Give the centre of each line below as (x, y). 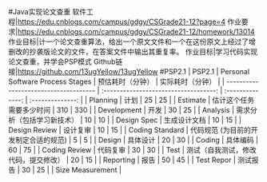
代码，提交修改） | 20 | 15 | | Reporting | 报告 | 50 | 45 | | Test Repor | (122, 160)
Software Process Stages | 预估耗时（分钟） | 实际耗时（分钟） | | (117, 81)
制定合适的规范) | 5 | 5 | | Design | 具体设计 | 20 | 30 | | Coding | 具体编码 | (136, 140)
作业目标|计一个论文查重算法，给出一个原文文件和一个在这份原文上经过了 (129, 42)
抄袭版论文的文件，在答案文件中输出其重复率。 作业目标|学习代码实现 (143, 51)
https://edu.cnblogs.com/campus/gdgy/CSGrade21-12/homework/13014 (136, 32)
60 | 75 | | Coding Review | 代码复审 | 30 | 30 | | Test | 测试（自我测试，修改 (133, 150)
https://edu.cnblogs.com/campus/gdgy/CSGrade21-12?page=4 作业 (130, 22)
